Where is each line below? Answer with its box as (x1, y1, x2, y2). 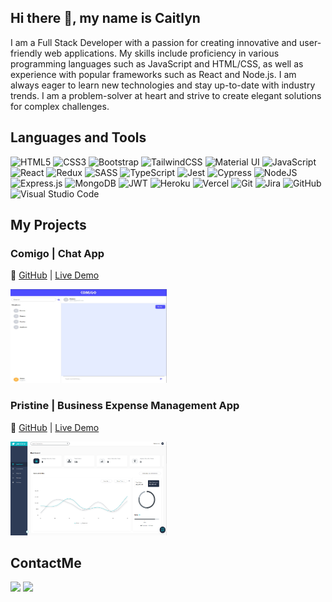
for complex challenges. (10, 100, 110, 112)
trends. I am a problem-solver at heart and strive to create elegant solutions (10, 89, 322, 101)
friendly (10, 47, 43, 59)
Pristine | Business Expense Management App (10, 399, 240, 413)
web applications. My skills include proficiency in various (44, 47, 280, 59)
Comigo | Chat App (10, 246, 105, 260)
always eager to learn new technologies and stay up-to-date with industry (10, 79, 316, 91)
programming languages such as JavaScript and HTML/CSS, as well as (10, 57, 304, 70)
